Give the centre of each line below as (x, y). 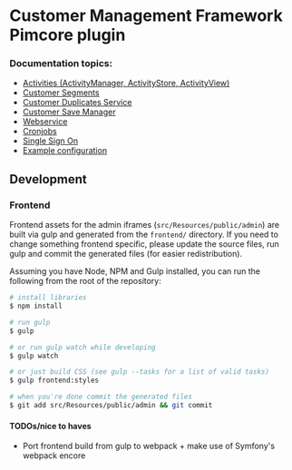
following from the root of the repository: (85, 281)
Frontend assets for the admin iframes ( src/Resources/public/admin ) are (144, 225)
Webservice (45, 122)
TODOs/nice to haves (51, 426)
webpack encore (54, 455)
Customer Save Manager (69, 112)
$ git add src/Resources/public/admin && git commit (111, 406)
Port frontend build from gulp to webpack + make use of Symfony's (148, 446)
